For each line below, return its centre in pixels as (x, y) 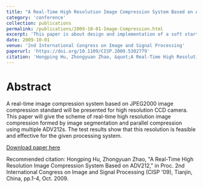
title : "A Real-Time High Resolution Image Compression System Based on (100, 12)
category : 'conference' (36, 18)
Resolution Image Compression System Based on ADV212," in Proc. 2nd (96, 165)
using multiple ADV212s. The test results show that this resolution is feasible (101, 129)
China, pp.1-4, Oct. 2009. (37, 178)
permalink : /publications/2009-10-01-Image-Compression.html (85, 29)
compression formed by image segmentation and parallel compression (94, 123)
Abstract (29, 87)
